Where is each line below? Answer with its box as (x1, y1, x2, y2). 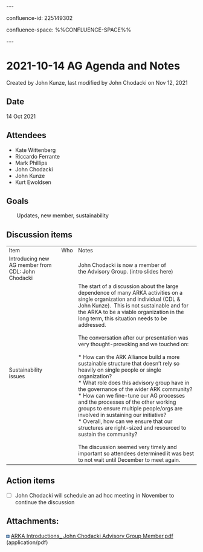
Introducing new (8, 255, 50, 263)
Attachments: (6, 516, 59, 527)
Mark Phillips (14, 159, 48, 166)
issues (8, 373, 25, 380)
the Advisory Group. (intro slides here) (78, 268, 173, 275)
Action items (6, 476, 56, 486)
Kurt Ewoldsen (14, 179, 51, 186)
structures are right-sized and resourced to (78, 424, 187, 432)
